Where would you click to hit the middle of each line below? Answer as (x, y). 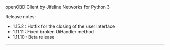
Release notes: (21, 17)
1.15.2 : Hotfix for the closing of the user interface (64, 26)
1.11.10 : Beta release (33, 37)
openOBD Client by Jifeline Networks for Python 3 (57, 7)
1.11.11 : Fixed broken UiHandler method (53, 32)
